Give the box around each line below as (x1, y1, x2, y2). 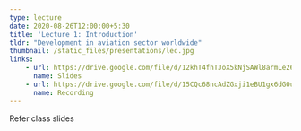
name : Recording (32, 88, 94, 97)
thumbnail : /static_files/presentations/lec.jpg (9, 47, 194, 56)
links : (9, 55, 34, 64)
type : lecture (9, 13, 63, 22)
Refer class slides (9, 113, 74, 124)
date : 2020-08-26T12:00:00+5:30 (9, 22, 130, 31)
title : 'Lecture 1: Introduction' (9, 30, 139, 39)
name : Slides (32, 72, 82, 81)
